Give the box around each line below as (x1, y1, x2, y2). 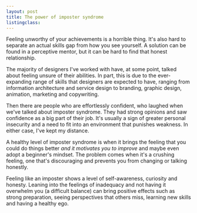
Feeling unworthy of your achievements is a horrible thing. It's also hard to (6, 36, 186, 43)
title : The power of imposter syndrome (6, 14, 104, 20)
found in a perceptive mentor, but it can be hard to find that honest (6, 48, 168, 55)
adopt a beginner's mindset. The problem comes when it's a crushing (6, 151, 175, 158)
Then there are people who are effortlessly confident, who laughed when (6, 102, 183, 109)
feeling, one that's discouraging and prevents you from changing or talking (6, 157, 187, 165)
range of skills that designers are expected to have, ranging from (33, 78, 190, 85)
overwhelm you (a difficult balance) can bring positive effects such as (6, 188, 175, 195)
